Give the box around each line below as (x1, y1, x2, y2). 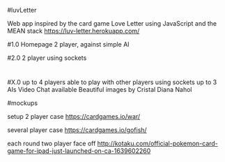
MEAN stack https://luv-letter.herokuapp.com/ (7, 27, 140, 35)
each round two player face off (7, 139, 96, 148)
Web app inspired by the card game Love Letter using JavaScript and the (7, 19, 217, 27)
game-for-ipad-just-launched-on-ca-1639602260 (7, 147, 151, 155)
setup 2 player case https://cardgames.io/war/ (7, 113, 141, 121)
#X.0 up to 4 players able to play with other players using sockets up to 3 (7, 78, 217, 86)
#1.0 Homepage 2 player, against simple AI (7, 40, 130, 48)
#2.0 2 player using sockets (7, 54, 87, 62)
